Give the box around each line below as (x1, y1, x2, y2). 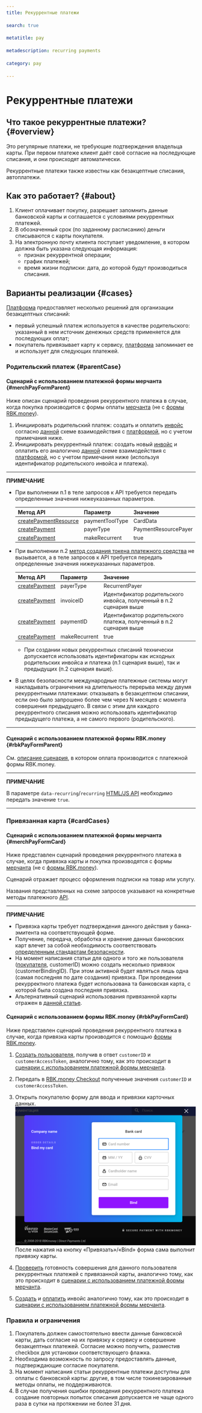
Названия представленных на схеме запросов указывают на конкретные (6, 887, 195, 895)
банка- (174, 923, 192, 930)
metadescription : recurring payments (6, 48, 101, 54)
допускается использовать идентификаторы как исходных (23, 653, 176, 659)
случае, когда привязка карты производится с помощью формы (6, 1033, 172, 1040)
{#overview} (6, 127, 55, 137)
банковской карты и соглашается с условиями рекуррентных (14, 213, 174, 221)
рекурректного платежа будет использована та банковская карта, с (14, 980, 191, 987)
